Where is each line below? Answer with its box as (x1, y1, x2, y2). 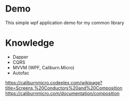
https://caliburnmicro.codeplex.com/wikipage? (5, 79, 103, 85)
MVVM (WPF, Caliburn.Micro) (12, 64, 75, 70)
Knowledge (5, 37, 55, 49)
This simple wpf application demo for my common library (5, 20, 124, 26)
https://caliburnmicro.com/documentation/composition (5, 90, 120, 96)
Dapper (12, 54, 29, 60)
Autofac (12, 70, 29, 76)
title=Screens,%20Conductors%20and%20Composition (5, 85, 122, 91)
